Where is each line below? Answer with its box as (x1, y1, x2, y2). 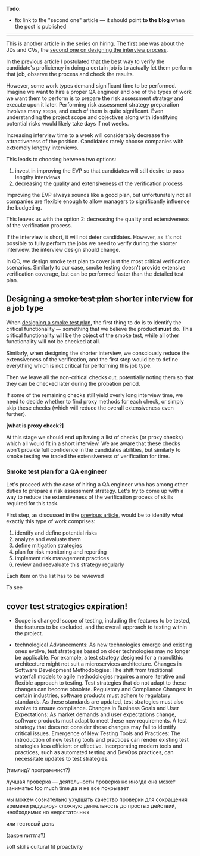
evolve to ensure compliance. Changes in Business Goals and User (14, 704, 180, 711)
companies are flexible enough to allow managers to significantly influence (6, 198, 190, 205)
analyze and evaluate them (14, 536, 82, 543)
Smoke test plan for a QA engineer (6, 467, 107, 476)
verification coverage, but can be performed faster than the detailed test (6, 270, 184, 277)
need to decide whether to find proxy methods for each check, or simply (6, 398, 185, 405)
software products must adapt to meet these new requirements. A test (14, 717, 187, 724)
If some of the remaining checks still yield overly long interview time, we (6, 391, 183, 398)
